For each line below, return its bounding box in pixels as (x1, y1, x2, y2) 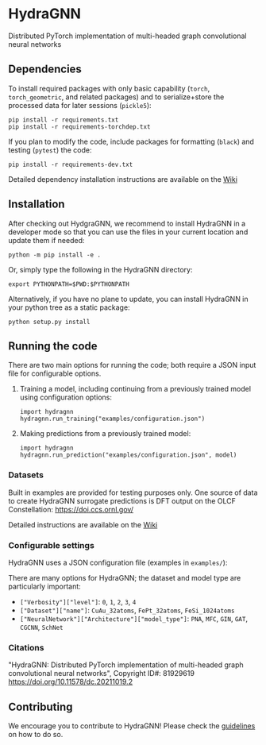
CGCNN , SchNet (19, 622, 64, 631)
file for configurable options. (8, 369, 102, 378)
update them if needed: (8, 235, 85, 245)
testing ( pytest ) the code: (8, 145, 92, 155)
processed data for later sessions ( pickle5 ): (8, 100, 152, 110)
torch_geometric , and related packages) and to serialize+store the (8, 92, 225, 102)
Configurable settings (8, 539, 95, 550)
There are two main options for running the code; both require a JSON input (8, 361, 256, 370)
